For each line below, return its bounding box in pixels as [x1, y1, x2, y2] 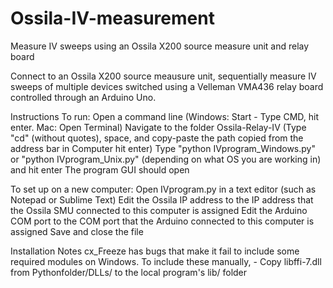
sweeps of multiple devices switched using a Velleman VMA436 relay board [10, 80, 324, 92]
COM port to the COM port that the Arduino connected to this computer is [10, 215, 315, 227]
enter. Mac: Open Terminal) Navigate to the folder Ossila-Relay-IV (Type [10, 121, 307, 133]
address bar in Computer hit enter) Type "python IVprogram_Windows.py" [10, 142, 316, 154]
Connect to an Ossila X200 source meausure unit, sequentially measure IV [10, 70, 317, 82]
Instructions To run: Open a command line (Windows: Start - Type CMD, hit [10, 110, 319, 122]
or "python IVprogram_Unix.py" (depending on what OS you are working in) [10, 153, 322, 165]
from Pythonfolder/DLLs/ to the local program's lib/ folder [10, 266, 248, 278]
